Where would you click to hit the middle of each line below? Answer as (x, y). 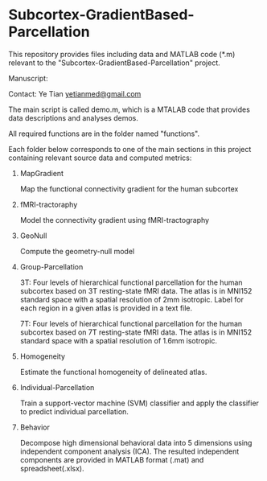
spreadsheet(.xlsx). (52, 468)
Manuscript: (28, 78)
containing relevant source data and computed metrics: (100, 158)
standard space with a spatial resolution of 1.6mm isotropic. (119, 340)
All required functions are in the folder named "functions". (104, 134)
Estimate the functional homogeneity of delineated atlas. (113, 372)
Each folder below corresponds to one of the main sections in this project (130, 149)
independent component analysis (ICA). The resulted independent (129, 451)
